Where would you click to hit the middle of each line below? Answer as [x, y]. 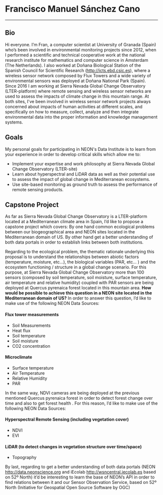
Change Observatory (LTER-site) [45, 169]
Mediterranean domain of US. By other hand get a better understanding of [79, 237]
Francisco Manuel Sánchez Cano [73, 9]
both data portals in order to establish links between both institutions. [74, 242]
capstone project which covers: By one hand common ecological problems [80, 227]
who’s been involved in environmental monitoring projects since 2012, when [81, 50]
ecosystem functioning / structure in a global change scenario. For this [76, 267]
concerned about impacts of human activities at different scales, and [74, 106]
